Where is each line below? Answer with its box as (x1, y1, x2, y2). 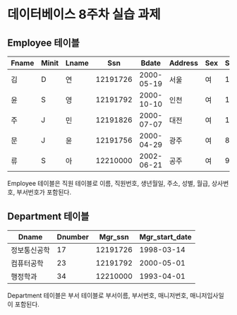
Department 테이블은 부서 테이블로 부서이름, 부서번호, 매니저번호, (7, 291, 189, 299)
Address (169, 58, 199, 68)
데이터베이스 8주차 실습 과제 (7, 6, 161, 23)
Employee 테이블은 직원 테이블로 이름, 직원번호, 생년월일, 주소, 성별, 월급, (7, 179, 210, 187)
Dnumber (56, 232, 90, 242)
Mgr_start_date (139, 232, 192, 242)
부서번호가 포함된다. (16, 188, 72, 196)
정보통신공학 (11, 245, 51, 255)
